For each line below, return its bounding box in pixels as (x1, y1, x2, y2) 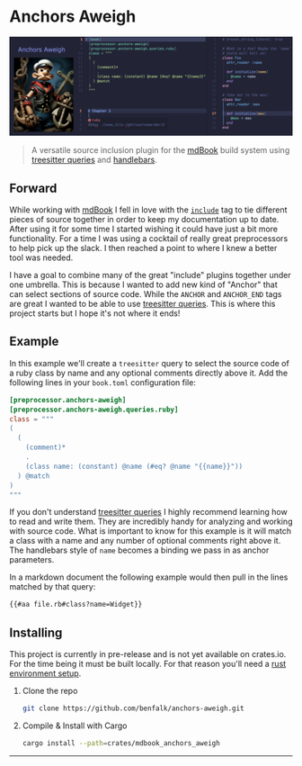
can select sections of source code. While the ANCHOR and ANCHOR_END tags (9, 288, 282, 299)
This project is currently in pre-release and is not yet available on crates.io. (9, 649, 287, 660)
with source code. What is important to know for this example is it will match (9, 526, 292, 536)
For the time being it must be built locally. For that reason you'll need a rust (9, 659, 287, 670)
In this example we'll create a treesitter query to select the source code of (9, 357, 289, 368)
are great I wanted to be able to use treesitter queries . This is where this (9, 298, 276, 309)
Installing (9, 625, 63, 640)
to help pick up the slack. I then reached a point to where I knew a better (9, 242, 278, 253)
